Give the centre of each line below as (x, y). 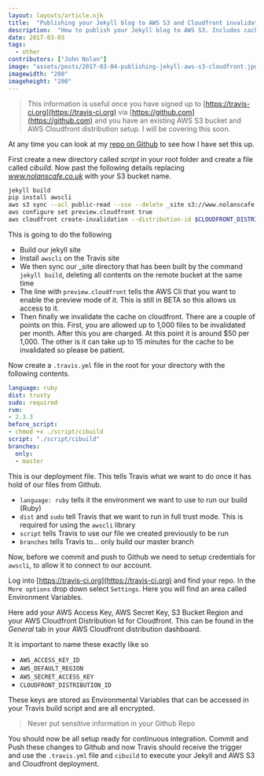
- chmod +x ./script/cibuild (56, 432)
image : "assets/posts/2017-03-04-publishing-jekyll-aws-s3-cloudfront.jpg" (135, 67)
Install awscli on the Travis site (70, 258)
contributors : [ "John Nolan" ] (58, 60)
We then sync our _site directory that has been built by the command (131, 266)
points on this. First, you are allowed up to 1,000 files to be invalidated (132, 325)
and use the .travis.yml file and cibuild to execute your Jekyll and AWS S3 (132, 755)
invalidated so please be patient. (72, 350)
